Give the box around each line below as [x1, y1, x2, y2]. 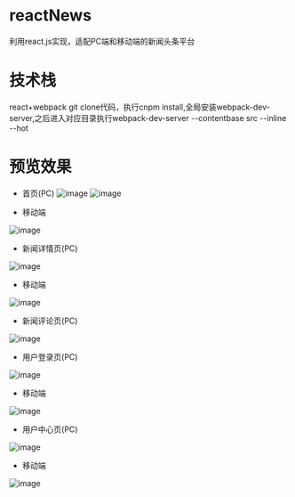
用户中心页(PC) [21, 424, 78, 435]
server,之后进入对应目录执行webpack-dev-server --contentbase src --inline [9, 112, 287, 123]
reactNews [9, 5, 92, 26]
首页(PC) [21, 188, 55, 199]
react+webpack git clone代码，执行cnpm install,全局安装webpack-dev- [9, 102, 271, 112]
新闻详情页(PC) [21, 242, 78, 254]
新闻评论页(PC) [21, 315, 78, 326]
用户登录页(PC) [21, 351, 78, 362]
